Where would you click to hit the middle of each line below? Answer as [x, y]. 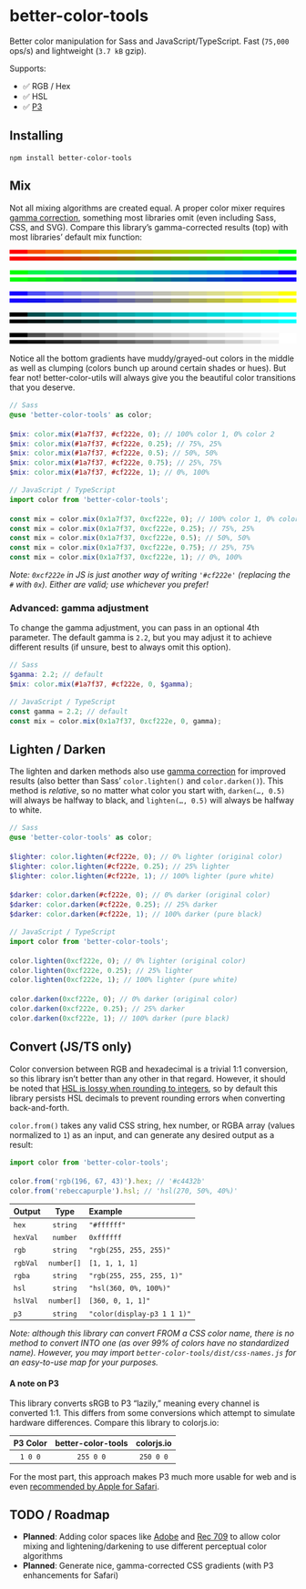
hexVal [25, 1238]
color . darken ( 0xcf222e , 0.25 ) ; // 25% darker [97, 1009]
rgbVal [25, 1263]
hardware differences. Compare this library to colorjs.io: [114, 1423]
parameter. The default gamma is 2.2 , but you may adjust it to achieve [141, 638]
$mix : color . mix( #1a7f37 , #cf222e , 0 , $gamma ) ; [102, 684]
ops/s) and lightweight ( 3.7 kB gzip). [78, 50]
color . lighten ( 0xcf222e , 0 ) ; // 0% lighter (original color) [128, 961]
